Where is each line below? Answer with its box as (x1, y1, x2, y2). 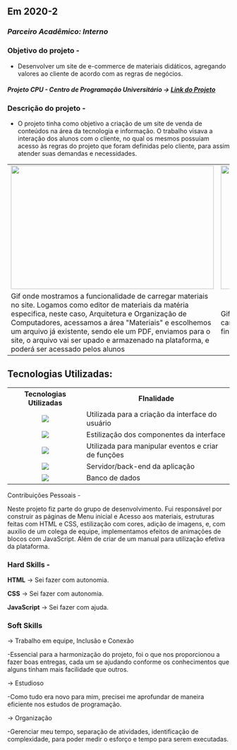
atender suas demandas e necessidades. (17, 149, 138, 157)
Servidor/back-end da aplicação (86, 461, 195, 471)
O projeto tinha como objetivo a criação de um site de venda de (17, 119, 202, 128)
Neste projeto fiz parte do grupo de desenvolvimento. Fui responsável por (7, 504, 222, 513)
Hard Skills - (7, 560, 51, 569)
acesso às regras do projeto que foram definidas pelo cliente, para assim (17, 141, 230, 150)
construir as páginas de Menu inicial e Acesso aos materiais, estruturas (7, 512, 215, 521)
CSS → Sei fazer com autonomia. (7, 589, 104, 598)
